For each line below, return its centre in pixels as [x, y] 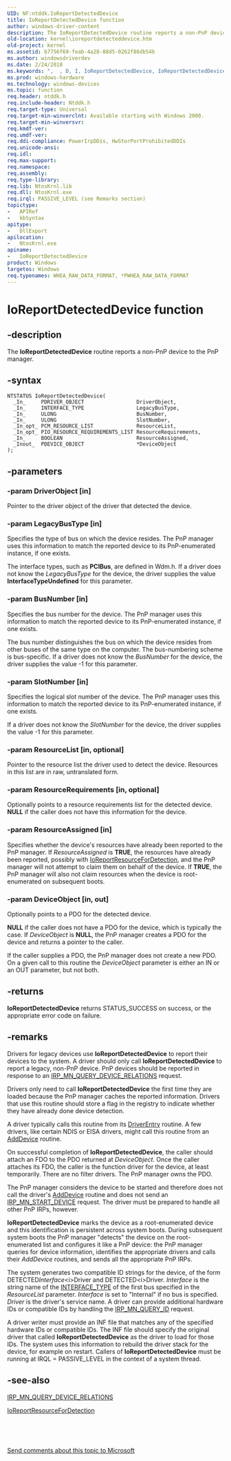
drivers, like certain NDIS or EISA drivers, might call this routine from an [108, 1131]
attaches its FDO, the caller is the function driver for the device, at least [108, 1167]
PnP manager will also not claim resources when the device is [95, 874]
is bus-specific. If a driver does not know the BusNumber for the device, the [115, 657]
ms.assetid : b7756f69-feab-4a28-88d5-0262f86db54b [81, 52]
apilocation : [26, 237]
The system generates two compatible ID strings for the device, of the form [114, 1272]
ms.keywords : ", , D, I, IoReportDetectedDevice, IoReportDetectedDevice [117, 71]
